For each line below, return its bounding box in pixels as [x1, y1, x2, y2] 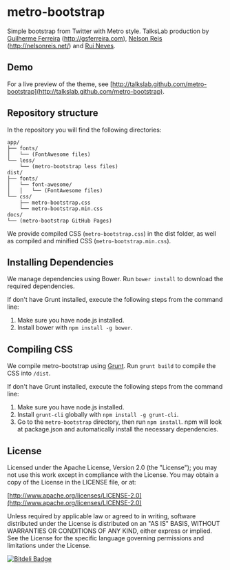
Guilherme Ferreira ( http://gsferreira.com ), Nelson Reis [7, 34, 163, 42]
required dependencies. [7, 282, 75, 290]
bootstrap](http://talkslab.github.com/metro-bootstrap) [7, 87, 163, 95]
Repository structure [7, 108, 98, 119]
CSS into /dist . [7, 369, 51, 378]
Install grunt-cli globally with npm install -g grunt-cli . [17, 411, 179, 419]
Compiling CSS [7, 343, 74, 355]
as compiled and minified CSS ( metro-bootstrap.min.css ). [7, 236, 171, 245]
